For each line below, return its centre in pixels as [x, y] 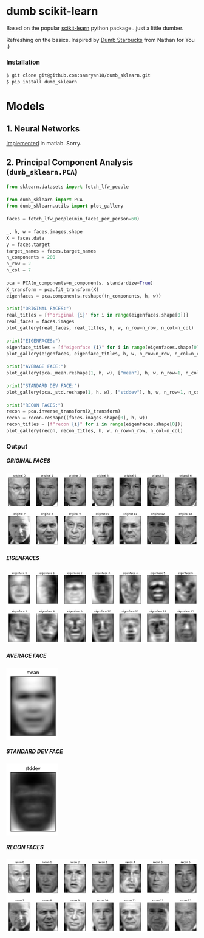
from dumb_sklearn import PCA [45, 200]
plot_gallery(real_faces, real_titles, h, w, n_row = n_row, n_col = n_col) [100, 328]
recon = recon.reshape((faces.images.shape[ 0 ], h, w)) [77, 418]
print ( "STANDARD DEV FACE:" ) [43, 386]
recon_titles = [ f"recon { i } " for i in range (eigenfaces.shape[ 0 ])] [95, 424]
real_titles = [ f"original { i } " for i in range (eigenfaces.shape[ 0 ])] [97, 315]
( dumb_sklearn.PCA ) [42, 172]
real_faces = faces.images [40, 322]
